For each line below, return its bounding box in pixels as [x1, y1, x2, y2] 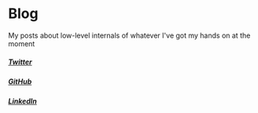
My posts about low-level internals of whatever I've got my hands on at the [8, 31, 251, 40]
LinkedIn [8, 97, 37, 106]
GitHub [8, 76, 32, 86]
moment [8, 38, 35, 48]
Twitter [8, 56, 33, 67]
